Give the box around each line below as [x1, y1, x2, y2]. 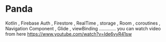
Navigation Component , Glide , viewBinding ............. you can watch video [5, 25, 161, 31]
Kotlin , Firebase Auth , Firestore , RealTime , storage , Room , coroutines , [5, 20, 161, 26]
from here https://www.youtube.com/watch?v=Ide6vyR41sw [5, 31, 132, 37]
